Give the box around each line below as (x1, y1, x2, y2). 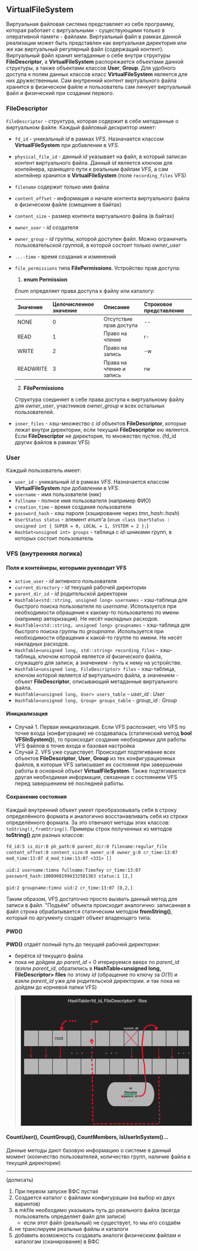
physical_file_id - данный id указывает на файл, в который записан (14, 153, 187, 160)
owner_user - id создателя (14, 224, 78, 231)
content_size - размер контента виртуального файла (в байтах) (14, 213, 175, 220)
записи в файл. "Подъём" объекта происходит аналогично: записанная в (6, 901, 191, 908)
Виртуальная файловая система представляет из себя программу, (6, 20, 175, 27)
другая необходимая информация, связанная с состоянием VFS (14, 773, 177, 780)
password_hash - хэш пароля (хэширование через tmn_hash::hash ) (14, 510, 180, 517)
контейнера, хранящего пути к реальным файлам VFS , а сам (14, 165, 169, 173)
